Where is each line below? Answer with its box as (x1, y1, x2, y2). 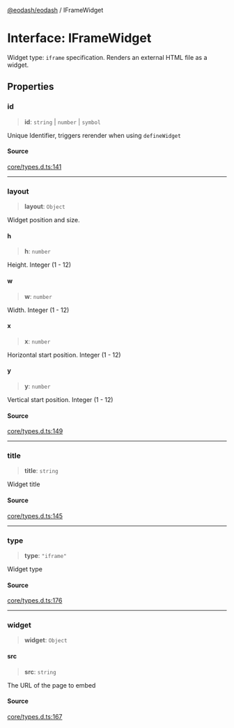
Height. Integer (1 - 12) (7, 261, 72, 269)
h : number (24, 247, 51, 256)
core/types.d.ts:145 (7, 511, 63, 520)
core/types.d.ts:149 (7, 427, 63, 435)
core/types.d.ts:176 (7, 596, 63, 605)
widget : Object (24, 636, 68, 644)
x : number (24, 337, 51, 346)
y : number (24, 382, 51, 390)
